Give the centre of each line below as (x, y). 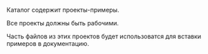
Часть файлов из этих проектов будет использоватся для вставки (104, 36)
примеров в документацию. (48, 43)
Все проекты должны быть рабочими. (63, 23)
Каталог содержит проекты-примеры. (63, 10)
